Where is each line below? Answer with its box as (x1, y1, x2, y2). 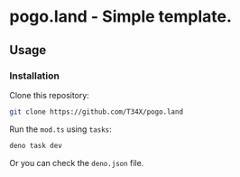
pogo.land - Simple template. (9, 6, 233, 27)
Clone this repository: (9, 89, 90, 100)
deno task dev (9, 141, 63, 150)
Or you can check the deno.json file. (9, 157, 144, 168)
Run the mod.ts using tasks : (9, 124, 113, 135)
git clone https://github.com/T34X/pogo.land (9, 107, 183, 116)
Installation (9, 70, 60, 82)
